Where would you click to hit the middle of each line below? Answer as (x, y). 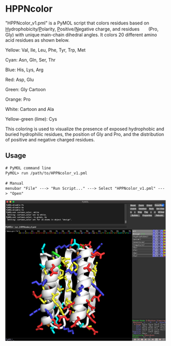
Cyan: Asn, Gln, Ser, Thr (31, 60)
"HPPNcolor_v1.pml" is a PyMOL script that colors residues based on (77, 23)
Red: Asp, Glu (20, 79)
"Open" (17, 193)
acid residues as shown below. (37, 40)
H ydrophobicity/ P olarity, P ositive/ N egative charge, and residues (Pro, (82, 29)
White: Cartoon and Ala (30, 109)
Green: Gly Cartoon (25, 89)
